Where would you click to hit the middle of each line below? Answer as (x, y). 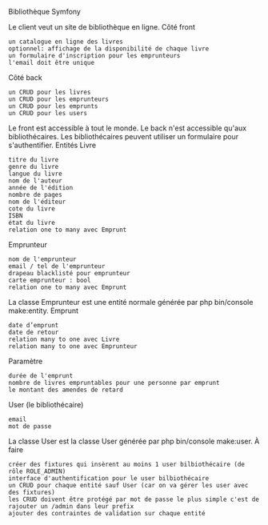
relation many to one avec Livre (64, 339)
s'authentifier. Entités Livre (52, 145)
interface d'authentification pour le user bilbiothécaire (109, 479)
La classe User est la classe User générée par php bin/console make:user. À (134, 441)
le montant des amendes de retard (66, 390)
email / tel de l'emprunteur (57, 267)
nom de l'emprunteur (43, 259)
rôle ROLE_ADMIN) (37, 471)
